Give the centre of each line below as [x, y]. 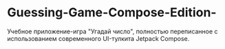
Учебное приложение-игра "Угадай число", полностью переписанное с [112, 31]
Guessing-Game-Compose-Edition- [112, 13]
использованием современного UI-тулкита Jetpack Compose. [98, 38]
